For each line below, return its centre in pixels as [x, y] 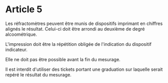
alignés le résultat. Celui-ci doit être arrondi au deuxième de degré [75, 29]
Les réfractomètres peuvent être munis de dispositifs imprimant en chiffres [84, 23]
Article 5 [24, 9]
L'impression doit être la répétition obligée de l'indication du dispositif [78, 44]
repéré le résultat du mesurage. [38, 74]
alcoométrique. [21, 34]
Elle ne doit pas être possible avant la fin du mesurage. [63, 59]
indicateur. [16, 49]
